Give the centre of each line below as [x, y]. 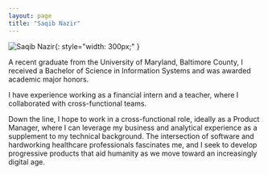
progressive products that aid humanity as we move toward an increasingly [133, 153]
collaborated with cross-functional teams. [78, 103]
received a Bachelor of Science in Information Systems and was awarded [130, 70]
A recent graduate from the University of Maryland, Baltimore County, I [126, 62]
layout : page [30, 16]
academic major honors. [49, 79]
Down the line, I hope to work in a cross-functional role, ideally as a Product [134, 119]
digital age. [27, 161]
